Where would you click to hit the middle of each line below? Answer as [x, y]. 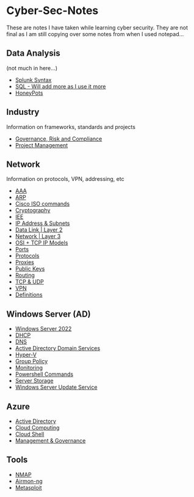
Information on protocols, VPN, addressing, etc [65, 179]
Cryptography [33, 210]
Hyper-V [26, 355]
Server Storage [34, 381]
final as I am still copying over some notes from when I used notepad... [95, 34]
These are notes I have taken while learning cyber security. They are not [97, 28]
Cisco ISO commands [42, 204]
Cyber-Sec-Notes [52, 11]
